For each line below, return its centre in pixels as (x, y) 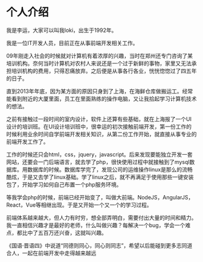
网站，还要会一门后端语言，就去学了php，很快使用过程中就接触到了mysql (98, 162)
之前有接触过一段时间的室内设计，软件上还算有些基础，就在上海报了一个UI (99, 119)
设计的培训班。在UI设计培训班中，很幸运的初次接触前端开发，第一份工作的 (99, 126)
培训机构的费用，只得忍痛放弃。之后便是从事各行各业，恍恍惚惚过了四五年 (104, 70)
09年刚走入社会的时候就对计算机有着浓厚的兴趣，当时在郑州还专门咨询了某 (100, 55)
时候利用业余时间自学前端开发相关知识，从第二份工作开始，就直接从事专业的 (101, 134)
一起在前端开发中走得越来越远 (59, 253)
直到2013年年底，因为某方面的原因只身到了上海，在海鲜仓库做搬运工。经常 (100, 91)
